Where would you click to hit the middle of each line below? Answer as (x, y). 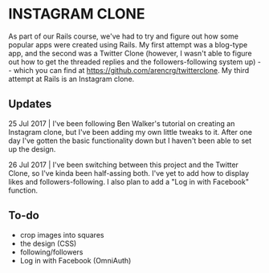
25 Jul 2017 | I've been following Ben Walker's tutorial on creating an (122, 123)
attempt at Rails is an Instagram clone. (71, 79)
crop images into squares (62, 234)
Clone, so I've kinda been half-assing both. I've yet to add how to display (129, 173)
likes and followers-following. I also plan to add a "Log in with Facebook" (128, 181)
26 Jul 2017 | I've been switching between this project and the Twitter (124, 165)
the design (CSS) (48, 243)
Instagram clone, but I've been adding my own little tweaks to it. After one (130, 132)
